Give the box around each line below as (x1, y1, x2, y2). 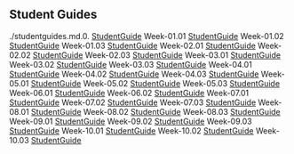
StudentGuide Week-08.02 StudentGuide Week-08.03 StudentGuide (30, 106, 282, 117)
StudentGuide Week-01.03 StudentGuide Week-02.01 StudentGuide (9, 40, 256, 51)
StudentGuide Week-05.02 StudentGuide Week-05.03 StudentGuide (30, 77, 281, 88)
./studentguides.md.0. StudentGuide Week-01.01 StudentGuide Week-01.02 (9, 30, 284, 41)
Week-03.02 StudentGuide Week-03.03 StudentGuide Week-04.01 (9, 59, 253, 69)
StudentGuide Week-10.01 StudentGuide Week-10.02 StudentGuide (9, 125, 254, 136)
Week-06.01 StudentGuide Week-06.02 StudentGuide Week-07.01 (9, 87, 250, 98)
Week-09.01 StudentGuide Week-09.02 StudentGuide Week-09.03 (9, 116, 252, 126)
